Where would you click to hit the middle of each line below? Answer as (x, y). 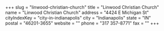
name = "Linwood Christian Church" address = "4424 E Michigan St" (77, 12)
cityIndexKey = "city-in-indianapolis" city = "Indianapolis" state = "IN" (78, 18)
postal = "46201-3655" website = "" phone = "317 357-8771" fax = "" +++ (82, 23)
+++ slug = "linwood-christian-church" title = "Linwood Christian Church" (82, 7)
